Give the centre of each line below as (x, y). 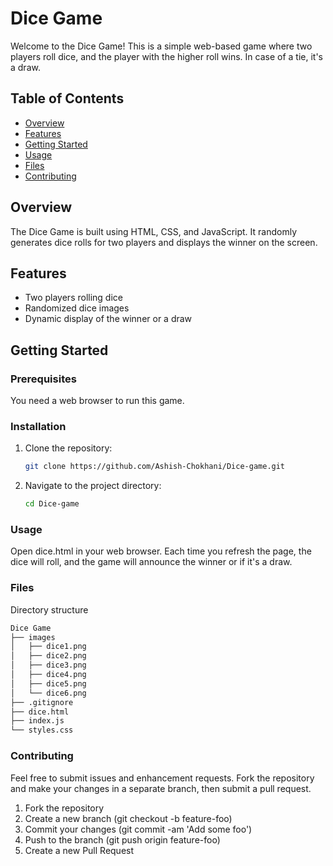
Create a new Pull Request (79, 850)
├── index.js (37, 721)
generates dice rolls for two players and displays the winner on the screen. (164, 242)
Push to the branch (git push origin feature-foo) (122, 839)
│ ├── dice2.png (48, 656)
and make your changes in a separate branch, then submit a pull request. (161, 788)
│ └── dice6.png (48, 693)
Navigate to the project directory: (93, 486)
